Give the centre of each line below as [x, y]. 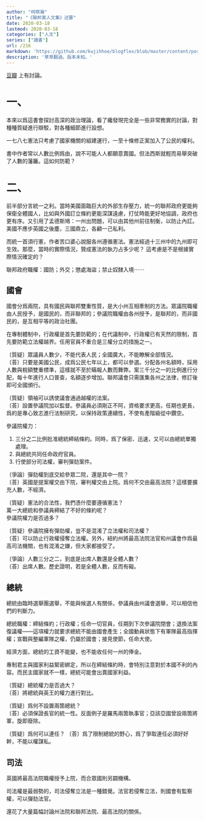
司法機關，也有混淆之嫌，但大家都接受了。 [65, 546]
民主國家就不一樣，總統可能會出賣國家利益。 [78, 672]
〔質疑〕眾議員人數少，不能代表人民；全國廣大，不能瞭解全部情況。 [91, 355]
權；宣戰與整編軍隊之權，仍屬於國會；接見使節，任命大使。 [81, 639]
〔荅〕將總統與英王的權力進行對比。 [52, 693]
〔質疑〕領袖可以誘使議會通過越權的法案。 [59, 398]
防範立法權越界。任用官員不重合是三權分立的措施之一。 [86, 342]
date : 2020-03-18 [28, 23]
